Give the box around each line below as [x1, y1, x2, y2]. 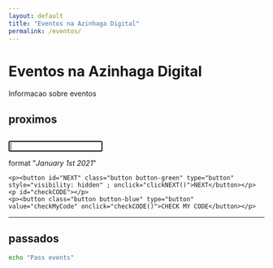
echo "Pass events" [8, 253, 75, 262]
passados [8, 232, 59, 246]
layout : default [8, 11, 63, 20]
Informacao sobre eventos [8, 89, 97, 98]
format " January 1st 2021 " [8, 158, 97, 167]
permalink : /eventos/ [8, 27, 82, 35]
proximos [8, 112, 58, 126]
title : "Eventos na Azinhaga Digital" [8, 19, 140, 28]
